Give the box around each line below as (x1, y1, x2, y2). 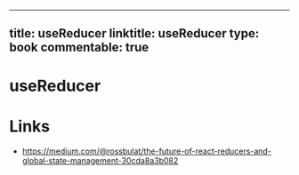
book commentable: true (9, 40, 149, 55)
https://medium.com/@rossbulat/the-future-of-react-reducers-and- (21, 146, 271, 156)
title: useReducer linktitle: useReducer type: (9, 26, 260, 41)
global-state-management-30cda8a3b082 (21, 155, 179, 165)
